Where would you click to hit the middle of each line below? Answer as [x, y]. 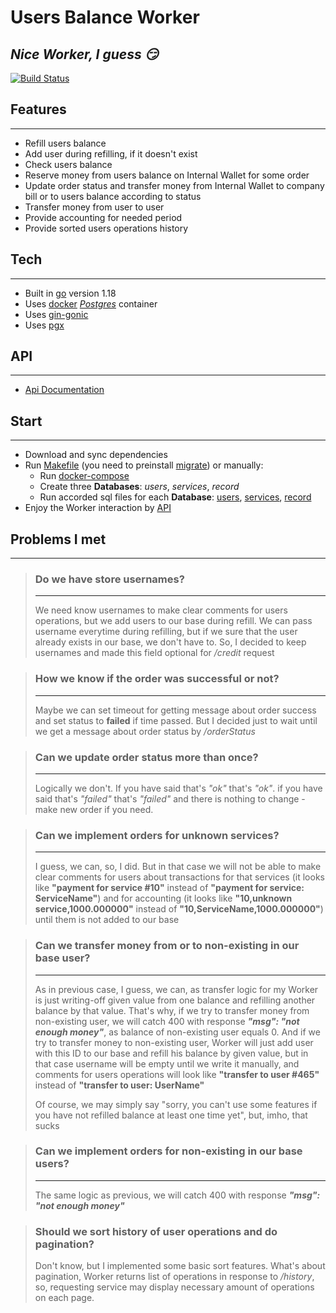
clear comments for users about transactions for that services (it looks [179, 877]
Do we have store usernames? [109, 579]
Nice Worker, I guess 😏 [84, 54]
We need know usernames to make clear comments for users [161, 610]
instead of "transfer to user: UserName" [119, 1085]
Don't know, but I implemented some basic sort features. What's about [180, 1266]
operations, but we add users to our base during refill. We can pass [173, 621]
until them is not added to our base [107, 920]
